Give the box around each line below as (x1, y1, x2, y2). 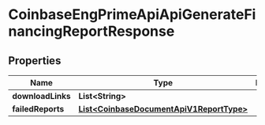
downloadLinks (12, 91, 71, 101)
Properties (8, 54, 62, 67)
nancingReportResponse (8, 22, 175, 40)
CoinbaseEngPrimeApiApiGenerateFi (8, 6, 256, 24)
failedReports (12, 104, 65, 114)
